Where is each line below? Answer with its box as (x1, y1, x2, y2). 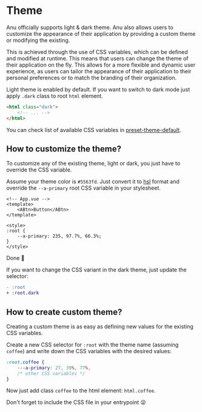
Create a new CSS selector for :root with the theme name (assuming (6, 341, 179, 348)
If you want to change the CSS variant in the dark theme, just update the (6, 266, 187, 273)
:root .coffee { (6, 359, 45, 365)
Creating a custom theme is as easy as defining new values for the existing (6, 322, 194, 330)
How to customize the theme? (6, 144, 121, 154)
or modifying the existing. (6, 36, 70, 44)
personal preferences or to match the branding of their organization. (6, 74, 177, 81)
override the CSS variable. (6, 166, 72, 173)
